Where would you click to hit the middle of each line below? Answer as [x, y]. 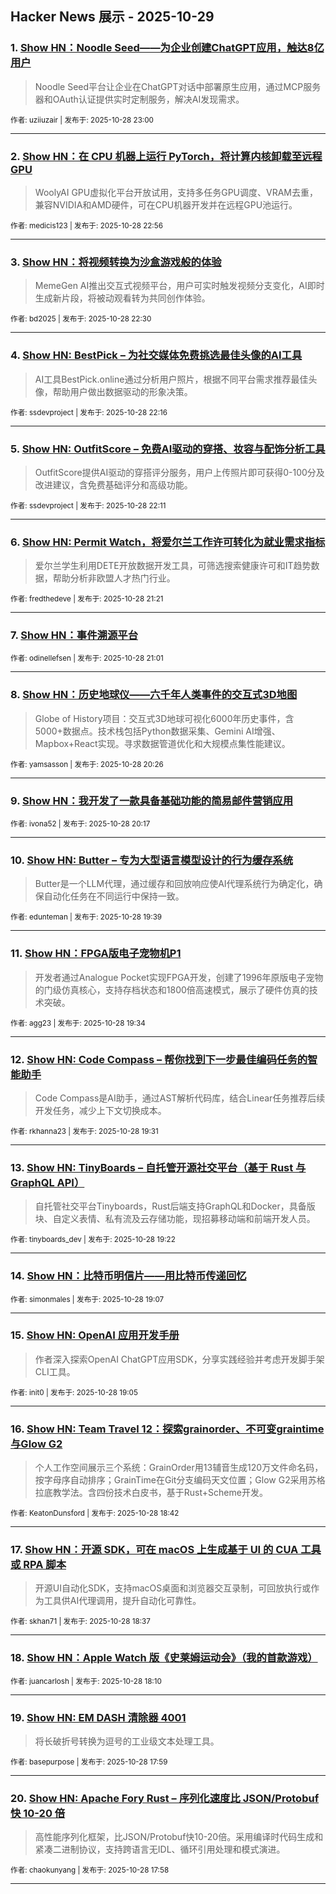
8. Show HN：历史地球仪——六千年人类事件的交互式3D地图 [154, 695]
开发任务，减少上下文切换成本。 [100, 1110]
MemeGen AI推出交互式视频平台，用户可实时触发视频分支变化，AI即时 [179, 286]
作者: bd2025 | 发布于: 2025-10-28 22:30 [81, 319]
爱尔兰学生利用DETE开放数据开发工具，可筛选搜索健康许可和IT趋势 [173, 566]
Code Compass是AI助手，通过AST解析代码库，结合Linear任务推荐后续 [180, 1098]
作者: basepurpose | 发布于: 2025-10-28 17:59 [89, 1762]
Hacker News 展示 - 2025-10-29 [112, 17]
